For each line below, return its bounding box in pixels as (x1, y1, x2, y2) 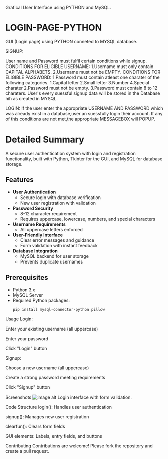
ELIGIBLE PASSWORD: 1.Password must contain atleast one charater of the (5, 74, 160, 80)
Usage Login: (5, 316, 33, 322)
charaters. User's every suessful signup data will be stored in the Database (5, 90, 160, 96)
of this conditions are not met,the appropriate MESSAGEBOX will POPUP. (5, 116, 156, 122)
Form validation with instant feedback (20, 242, 98, 248)
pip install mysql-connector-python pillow (12, 307, 105, 312)
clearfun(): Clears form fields (5, 423, 65, 430)
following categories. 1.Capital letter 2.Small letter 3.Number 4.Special (5, 79, 149, 85)
